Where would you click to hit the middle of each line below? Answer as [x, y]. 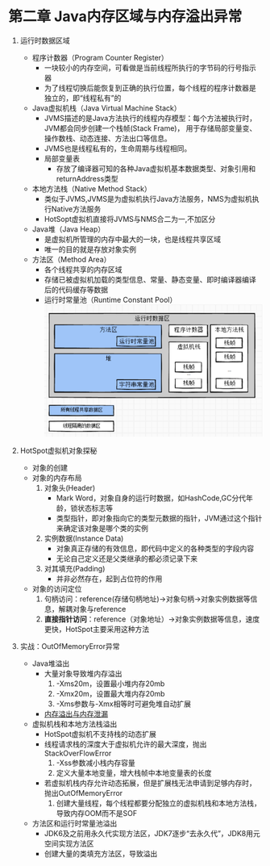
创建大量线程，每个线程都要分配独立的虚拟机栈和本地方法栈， [159, 803]
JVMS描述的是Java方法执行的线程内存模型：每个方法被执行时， [150, 118]
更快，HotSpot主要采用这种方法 [97, 630]
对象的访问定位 [57, 589]
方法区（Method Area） [71, 259]
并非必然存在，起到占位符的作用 [109, 579]
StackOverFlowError [78, 753]
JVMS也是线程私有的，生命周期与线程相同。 [118, 148]
